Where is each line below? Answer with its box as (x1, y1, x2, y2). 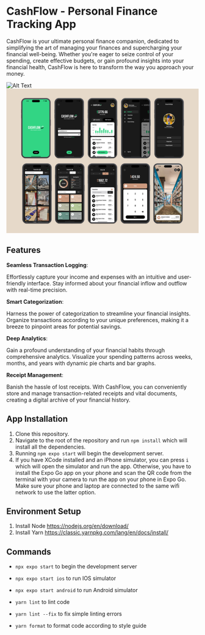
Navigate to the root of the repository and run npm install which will (15, 436, 187, 444)
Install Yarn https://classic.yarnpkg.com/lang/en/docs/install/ (15, 529, 169, 536)
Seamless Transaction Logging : (6, 261, 88, 268)
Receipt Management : (6, 371, 64, 378)
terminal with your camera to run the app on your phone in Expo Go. (15, 475, 187, 483)
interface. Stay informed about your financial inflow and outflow (27, 279, 187, 287)
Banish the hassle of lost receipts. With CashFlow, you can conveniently (6, 383, 187, 391)
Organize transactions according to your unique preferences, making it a (6, 316, 189, 323)
